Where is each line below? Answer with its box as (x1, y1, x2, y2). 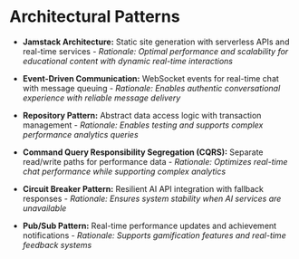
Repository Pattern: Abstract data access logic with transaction (22, 110, 262, 120)
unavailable (22, 202, 67, 214)
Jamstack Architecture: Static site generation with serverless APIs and (22, 36, 290, 47)
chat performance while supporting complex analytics (22, 166, 227, 177)
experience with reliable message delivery (22, 92, 181, 103)
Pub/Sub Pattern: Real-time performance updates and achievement (22, 220, 277, 231)
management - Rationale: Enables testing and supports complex (22, 120, 264, 130)
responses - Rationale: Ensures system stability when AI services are (22, 193, 282, 204)
